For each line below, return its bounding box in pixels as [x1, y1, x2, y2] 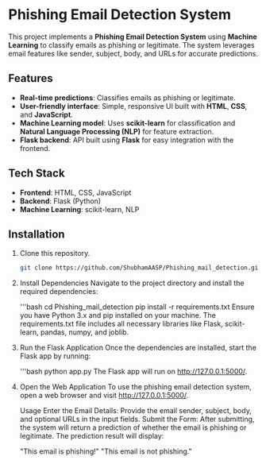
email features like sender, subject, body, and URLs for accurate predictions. [8, 48, 258, 58]
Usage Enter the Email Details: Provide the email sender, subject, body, [19, 406, 252, 416]
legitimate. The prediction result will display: [19, 431, 164, 441]
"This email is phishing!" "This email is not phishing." [19, 447, 192, 456]
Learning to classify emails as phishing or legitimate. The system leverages [8, 40, 256, 49]
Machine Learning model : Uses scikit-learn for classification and [19, 118, 236, 128]
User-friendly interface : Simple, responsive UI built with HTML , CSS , [19, 101, 248, 110]
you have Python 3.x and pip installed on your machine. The [19, 311, 216, 320]
